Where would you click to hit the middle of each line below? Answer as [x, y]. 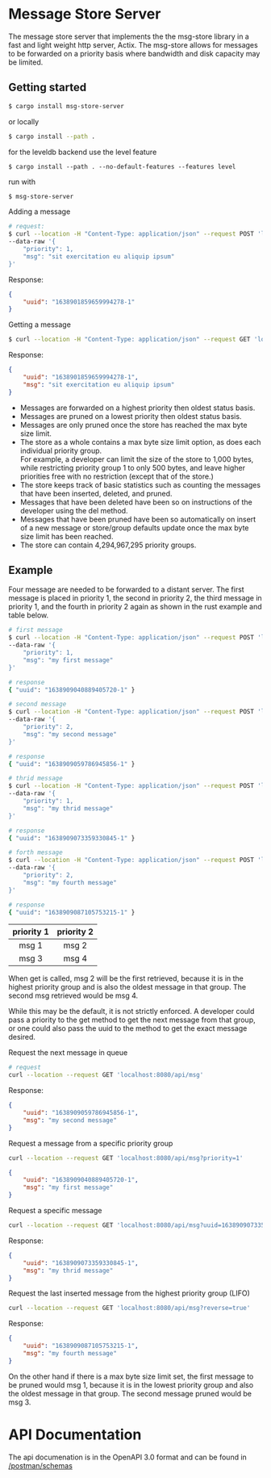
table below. [29, 615]
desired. [22, 1037]
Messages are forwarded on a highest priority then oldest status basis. [138, 408]
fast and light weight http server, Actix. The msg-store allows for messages [133, 44]
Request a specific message [55, 1211]
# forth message [35, 852]
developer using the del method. [74, 510]
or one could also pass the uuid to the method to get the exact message [128, 1028]
